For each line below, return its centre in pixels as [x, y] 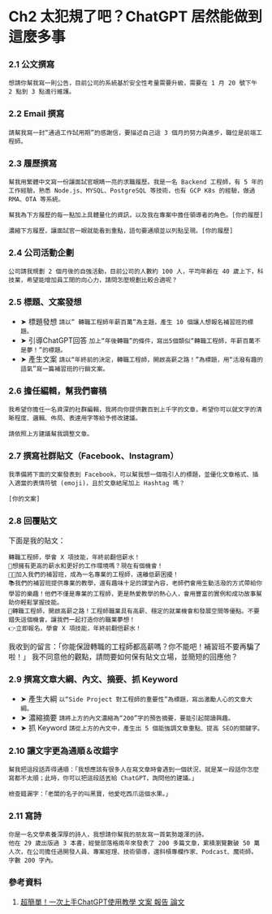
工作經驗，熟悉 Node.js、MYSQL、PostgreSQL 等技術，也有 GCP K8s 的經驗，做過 [132, 191]
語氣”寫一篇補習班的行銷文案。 [65, 369]
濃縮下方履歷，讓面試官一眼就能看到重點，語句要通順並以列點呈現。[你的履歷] [121, 231]
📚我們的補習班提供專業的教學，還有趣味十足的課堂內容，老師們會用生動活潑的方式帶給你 [136, 583]
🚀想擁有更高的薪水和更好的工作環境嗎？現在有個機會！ [86, 565]
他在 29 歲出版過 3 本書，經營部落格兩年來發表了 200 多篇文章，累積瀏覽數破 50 [129, 843]
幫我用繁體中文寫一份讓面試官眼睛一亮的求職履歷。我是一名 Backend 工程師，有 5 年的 [136, 182]
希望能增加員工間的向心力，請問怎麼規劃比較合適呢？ [102, 280]
